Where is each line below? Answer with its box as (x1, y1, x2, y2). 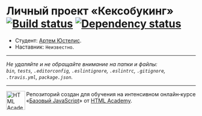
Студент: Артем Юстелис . (14, 37, 82, 44)
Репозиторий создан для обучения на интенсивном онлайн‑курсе (26, 90, 196, 97)
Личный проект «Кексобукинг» (6, 4, 174, 18)
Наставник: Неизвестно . (14, 43, 75, 50)
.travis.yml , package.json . (6, 73, 73, 81)
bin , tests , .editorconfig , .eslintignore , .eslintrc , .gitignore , (6, 67, 166, 74)
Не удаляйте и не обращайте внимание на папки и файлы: (6, 60, 158, 67)
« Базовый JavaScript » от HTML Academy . (26, 97, 132, 104)
